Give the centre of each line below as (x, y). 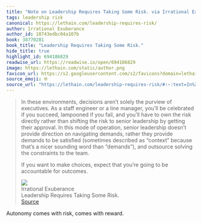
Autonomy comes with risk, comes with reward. (65, 213)
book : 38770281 (25, 40)
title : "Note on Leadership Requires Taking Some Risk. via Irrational (98, 12)
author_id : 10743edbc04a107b (43, 34)
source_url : (21, 85)
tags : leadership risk (35, 17)
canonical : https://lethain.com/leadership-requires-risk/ (82, 23)
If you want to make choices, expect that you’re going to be (94, 165)
